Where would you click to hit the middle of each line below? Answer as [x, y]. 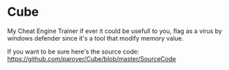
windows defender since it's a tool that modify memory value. [95, 38]
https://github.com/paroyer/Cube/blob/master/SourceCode [92, 58]
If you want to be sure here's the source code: [73, 51]
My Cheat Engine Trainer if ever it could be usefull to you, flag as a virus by [114, 31]
